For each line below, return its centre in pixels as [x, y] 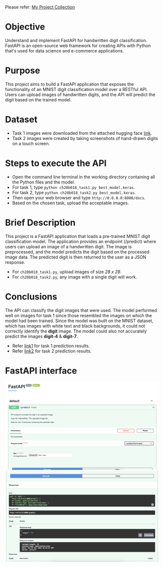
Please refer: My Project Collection [40, 7]
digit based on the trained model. [38, 99]
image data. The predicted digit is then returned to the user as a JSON [76, 257]
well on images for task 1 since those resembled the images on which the [79, 315]
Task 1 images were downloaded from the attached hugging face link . [82, 133]
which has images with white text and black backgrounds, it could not [75, 326]
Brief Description [40, 223]
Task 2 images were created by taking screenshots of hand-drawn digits [85, 138]
